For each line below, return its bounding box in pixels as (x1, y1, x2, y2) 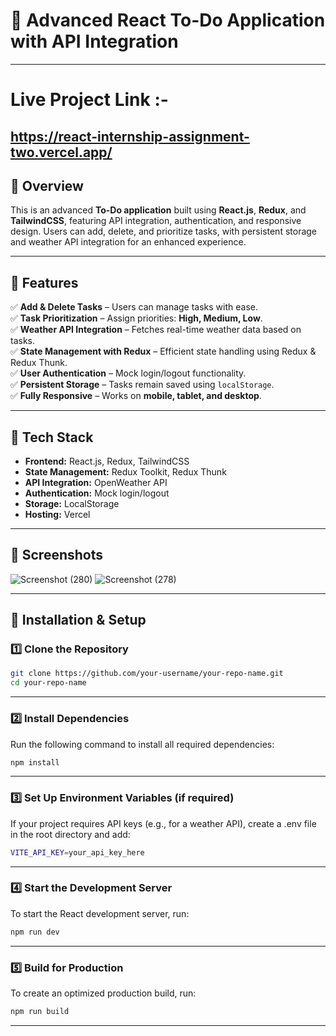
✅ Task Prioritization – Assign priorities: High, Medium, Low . (10, 312, 263, 324)
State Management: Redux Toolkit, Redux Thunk (24, 465, 227, 478)
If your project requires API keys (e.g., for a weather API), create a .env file (10, 817, 317, 829)
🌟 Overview (10, 177, 84, 194)
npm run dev (10, 927, 60, 937)
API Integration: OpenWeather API (24, 476, 168, 488)
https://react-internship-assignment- (10, 128, 250, 145)
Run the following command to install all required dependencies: (10, 738, 275, 750)
